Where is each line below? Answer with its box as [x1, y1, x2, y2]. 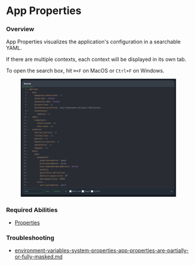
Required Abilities [6, 206, 58, 214]
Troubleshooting [6, 234, 54, 242]
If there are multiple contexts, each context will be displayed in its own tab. [6, 56, 186, 63]
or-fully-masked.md [14, 253, 63, 260]
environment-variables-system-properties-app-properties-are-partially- [14, 247, 189, 254]
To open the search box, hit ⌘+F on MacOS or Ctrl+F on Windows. [6, 67, 165, 74]
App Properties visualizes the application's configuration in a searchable [6, 38, 181, 45]
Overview [6, 25, 35, 33]
